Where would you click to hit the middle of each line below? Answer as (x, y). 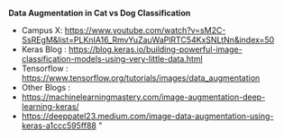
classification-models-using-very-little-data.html (112, 59)
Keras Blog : (44, 49)
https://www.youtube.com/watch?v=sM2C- (145, 30)
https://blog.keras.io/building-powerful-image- (155, 49)
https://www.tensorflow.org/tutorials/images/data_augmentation (141, 78)
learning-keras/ (50, 106)
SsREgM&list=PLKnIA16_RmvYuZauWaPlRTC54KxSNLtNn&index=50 (148, 40)
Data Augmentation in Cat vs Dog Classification (100, 13)
